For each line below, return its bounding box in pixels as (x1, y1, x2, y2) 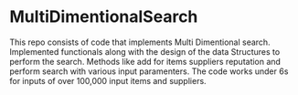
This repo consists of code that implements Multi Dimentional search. (9, 37, 271, 47)
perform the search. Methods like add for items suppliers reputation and (9, 56, 282, 67)
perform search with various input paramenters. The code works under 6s (9, 66, 289, 77)
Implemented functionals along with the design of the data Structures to (9, 46, 281, 57)
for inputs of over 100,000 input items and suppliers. (9, 75, 208, 86)
